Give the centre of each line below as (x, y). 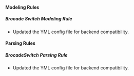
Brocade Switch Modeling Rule (39, 19)
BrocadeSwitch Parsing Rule (36, 55)
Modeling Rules (22, 7)
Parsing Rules (21, 43)
